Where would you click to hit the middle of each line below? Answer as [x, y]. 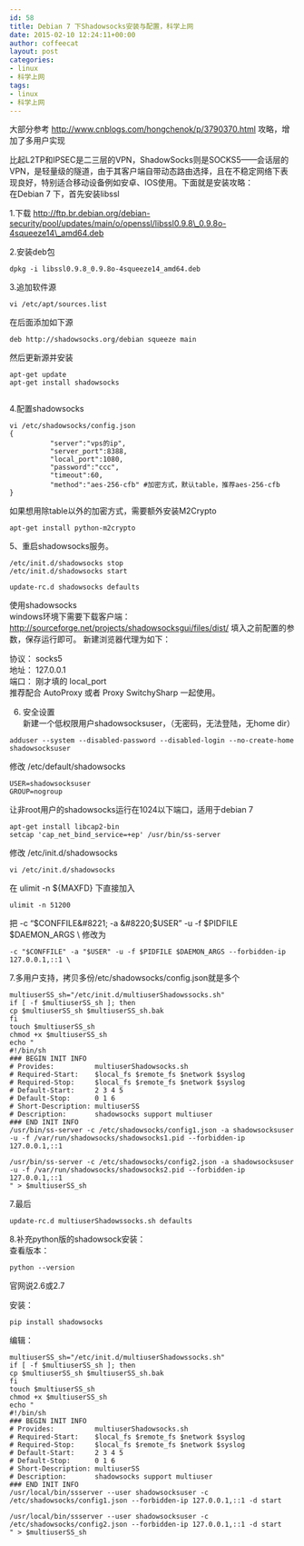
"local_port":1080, [87, 460]
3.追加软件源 [33, 287]
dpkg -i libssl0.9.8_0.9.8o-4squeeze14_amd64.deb [105, 269]
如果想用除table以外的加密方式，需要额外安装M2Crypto [113, 511]
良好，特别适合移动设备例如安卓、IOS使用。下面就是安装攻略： [135, 183]
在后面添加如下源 [41, 323]
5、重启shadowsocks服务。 [61, 546]
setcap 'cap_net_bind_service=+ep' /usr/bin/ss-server [115, 835]
